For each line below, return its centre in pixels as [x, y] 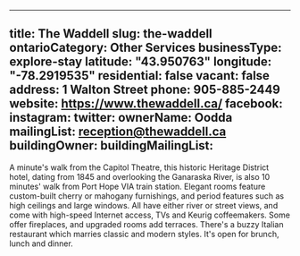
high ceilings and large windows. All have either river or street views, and [144, 205]
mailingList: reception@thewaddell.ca [118, 132]
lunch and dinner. [41, 243]
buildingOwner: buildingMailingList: [112, 145]
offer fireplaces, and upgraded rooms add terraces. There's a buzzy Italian [146, 224]
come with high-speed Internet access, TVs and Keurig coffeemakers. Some [150, 215]
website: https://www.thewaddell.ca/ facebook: [146, 104]
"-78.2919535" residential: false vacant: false [140, 76]
